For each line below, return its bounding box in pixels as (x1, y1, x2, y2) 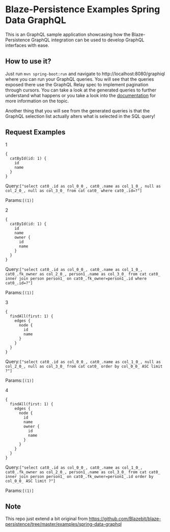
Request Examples (5, 128, 66, 136)
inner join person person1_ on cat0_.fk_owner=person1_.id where (5, 276, 147, 281)
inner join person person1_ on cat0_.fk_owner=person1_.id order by (5, 474, 154, 479)
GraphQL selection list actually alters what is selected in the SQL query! (5, 113, 155, 119)
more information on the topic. (5, 98, 69, 104)
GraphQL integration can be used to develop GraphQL (31, 37, 145, 43)
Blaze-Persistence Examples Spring (5, 4, 160, 15)
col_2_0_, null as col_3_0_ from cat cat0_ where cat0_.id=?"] (5, 188, 143, 193)
